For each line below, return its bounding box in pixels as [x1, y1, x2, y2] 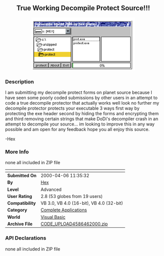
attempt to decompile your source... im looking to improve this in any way [5, 121, 155, 127]
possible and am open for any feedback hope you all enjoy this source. [5, 127, 150, 132]
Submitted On [7, 173, 37, 179]
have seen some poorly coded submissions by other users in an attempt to [5, 95, 158, 101]
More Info [5, 148, 29, 155]
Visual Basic [40, 214, 66, 220]
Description [5, 78, 34, 85]
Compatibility [7, 200, 36, 206]
